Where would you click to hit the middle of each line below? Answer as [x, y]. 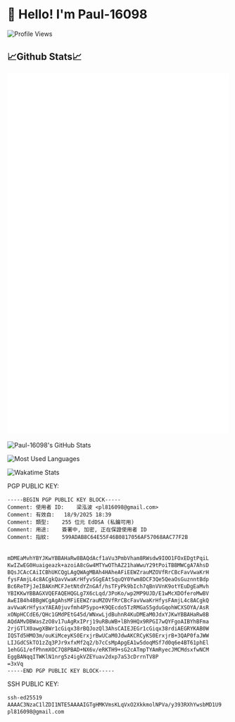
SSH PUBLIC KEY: [33, 684]
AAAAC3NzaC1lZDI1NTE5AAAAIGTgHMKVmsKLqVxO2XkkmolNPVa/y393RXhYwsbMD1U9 [114, 704]
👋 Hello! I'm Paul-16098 [77, 14]
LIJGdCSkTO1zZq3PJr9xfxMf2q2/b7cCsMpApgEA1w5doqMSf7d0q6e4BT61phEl [108, 642]
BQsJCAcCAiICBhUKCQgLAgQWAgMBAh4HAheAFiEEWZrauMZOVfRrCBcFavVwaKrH [108, 572]
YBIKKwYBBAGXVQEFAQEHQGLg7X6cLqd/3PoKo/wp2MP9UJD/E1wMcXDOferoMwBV [108, 593]
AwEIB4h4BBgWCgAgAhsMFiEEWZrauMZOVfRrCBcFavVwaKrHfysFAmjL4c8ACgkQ [108, 600]
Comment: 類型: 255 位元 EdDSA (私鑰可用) [71, 522]
